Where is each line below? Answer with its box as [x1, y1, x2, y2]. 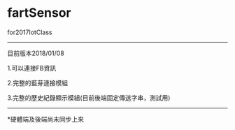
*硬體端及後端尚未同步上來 [7, 115, 85, 123]
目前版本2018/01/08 [7, 49, 64, 57]
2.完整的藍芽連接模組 [7, 78, 69, 87]
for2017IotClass [7, 28, 52, 36]
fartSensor [7, 5, 71, 21]
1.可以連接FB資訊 [7, 64, 57, 72]
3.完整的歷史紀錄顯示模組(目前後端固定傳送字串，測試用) [7, 93, 171, 102]
